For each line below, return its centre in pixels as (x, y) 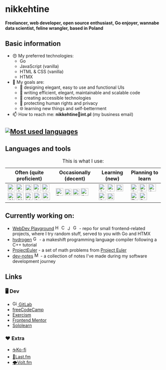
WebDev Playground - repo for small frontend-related (79, 228)
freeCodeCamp (28, 310)
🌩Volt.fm (22, 362)
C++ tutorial (24, 245)
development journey (34, 261)
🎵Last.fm (21, 357)
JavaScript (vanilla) (39, 66)
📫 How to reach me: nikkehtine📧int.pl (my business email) (73, 114)
